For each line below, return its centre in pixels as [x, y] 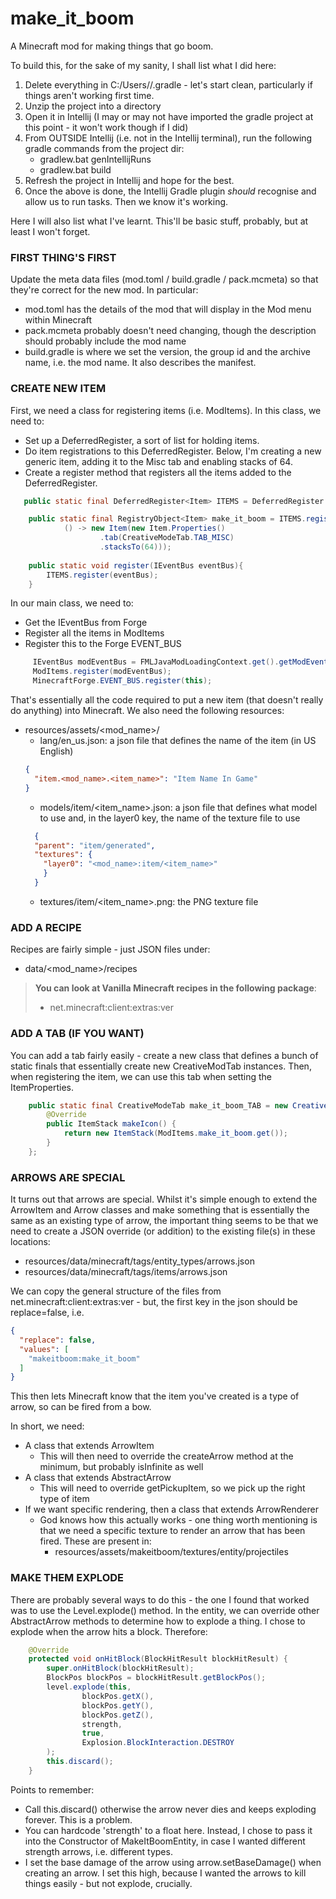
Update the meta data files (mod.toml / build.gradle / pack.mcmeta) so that [164, 279]
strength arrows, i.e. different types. [98, 1851]
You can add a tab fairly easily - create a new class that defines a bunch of [164, 1055]
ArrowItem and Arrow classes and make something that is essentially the [160, 1210]
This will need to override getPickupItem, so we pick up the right [172, 1488]
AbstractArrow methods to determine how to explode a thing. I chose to [158, 1621]
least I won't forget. [50, 231]
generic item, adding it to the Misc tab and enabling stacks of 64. [158, 461]
